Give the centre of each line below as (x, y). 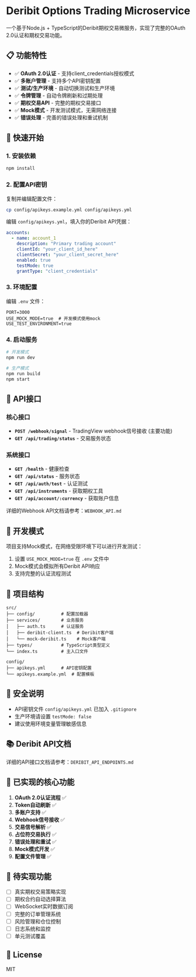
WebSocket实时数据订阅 (44, 906)
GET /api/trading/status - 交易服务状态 (63, 439)
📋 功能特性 (27, 56)
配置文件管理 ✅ (33, 856)
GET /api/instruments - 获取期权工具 (59, 491)
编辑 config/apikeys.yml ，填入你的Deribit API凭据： (69, 222)
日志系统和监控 (32, 929)
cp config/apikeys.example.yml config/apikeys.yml (69, 210)
